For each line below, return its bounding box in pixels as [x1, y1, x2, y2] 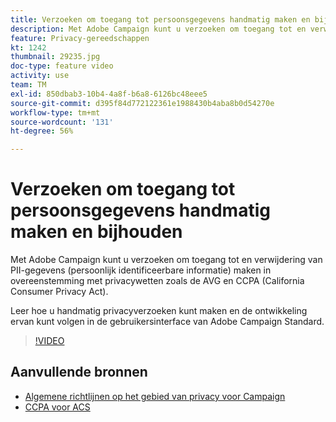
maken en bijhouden [10, 221, 183, 243]
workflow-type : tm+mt [10, 107, 101, 118]
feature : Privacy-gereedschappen [10, 33, 150, 43]
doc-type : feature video [10, 61, 114, 71]
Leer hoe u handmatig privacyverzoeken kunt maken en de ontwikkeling [10, 305, 308, 317]
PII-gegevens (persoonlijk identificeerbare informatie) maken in [10, 264, 272, 276]
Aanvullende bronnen [10, 364, 148, 381]
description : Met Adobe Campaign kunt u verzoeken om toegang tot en [10, 24, 307, 34]
